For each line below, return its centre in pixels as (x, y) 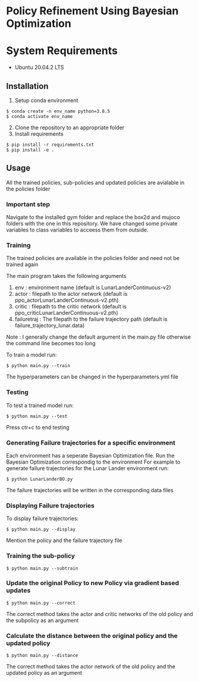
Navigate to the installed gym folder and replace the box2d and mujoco (93, 217)
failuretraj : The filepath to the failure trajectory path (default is (91, 319)
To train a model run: (31, 355)
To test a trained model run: (40, 405)
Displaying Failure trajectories (50, 505)
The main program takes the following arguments (66, 276)
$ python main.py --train (38, 366)
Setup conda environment (46, 100)
